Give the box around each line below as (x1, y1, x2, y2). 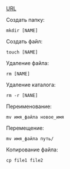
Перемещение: (6, 124, 44, 131)
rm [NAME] (6, 71, 31, 77)
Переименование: (6, 103, 52, 110)
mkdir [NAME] (6, 28, 38, 33)
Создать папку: (6, 16, 45, 23)
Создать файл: (6, 38, 43, 45)
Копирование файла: (6, 146, 58, 153)
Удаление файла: (6, 60, 49, 66)
